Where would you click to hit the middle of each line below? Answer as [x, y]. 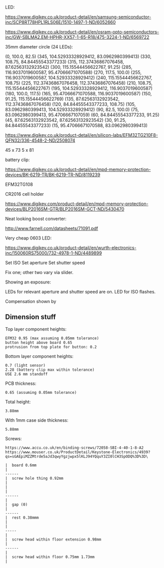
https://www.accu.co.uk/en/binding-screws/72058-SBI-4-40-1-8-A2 [74, 448]
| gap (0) [16, 504]
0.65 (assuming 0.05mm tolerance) [41, 392]
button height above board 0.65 [39, 342]
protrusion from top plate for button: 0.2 [51, 347]
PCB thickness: [21, 383]
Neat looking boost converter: [36, 219]
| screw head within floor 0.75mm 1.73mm [50, 557]
